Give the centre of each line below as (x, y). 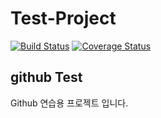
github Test (46, 77)
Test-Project (63, 18)
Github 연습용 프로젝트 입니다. (69, 103)
